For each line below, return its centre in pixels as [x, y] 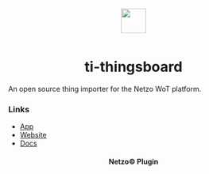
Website [33, 135]
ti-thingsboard [134, 67]
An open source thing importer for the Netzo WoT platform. [105, 89]
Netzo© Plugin [134, 161]
